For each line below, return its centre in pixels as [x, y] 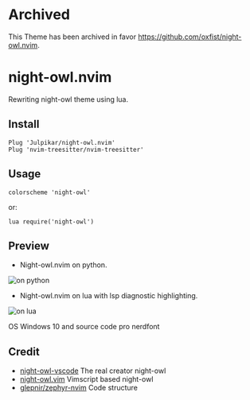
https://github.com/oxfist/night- [190, 37]
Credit [24, 351]
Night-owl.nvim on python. [63, 265]
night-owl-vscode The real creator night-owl [93, 371]
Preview [29, 245]
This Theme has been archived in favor [72, 37]
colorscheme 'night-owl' [49, 192]
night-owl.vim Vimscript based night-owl [86, 379]
